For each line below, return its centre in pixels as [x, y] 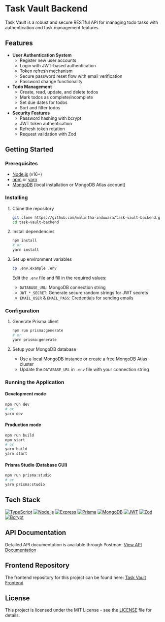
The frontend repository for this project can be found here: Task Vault [76, 577]
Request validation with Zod [48, 134]
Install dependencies [33, 232]
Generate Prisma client [35, 322]
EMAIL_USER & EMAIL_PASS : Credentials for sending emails [77, 298]
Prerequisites [21, 164]
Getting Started [29, 150]
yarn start [16, 454]
